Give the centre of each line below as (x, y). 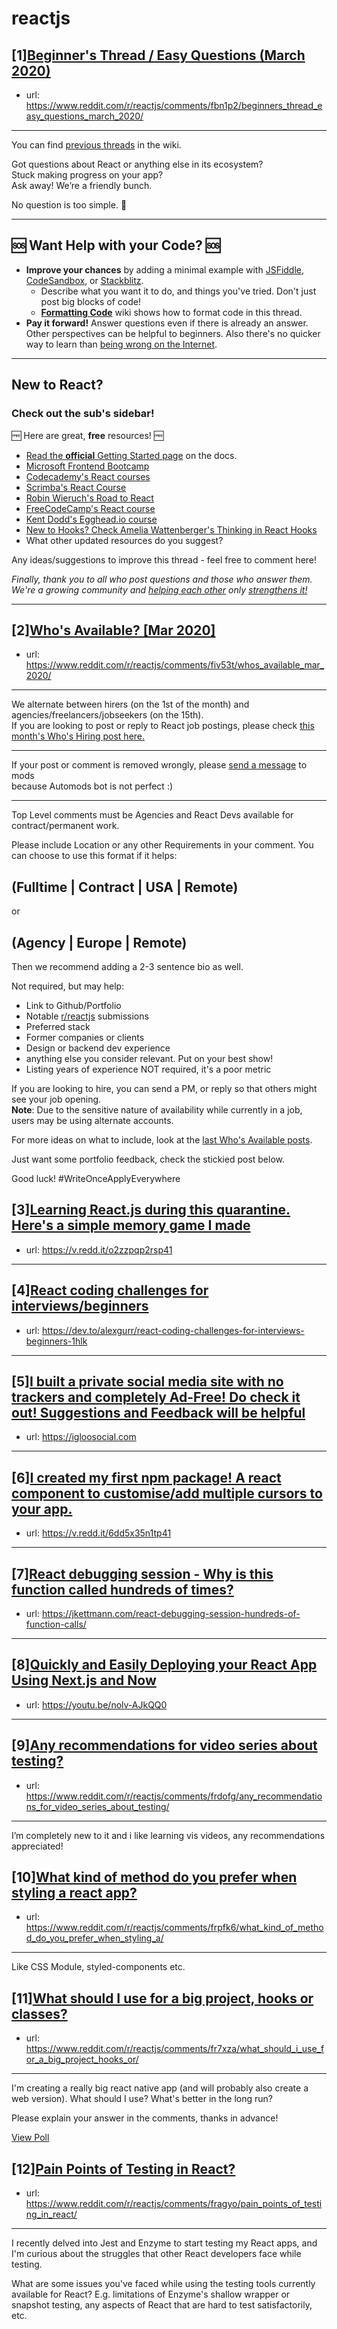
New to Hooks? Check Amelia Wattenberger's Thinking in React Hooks (171, 529)
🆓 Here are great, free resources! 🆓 (87, 435)
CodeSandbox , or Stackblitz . (84, 280)
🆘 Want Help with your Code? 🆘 (116, 245)
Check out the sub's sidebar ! (83, 414)
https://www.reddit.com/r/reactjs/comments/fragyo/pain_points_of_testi (174, 2204)
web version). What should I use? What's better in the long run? (142, 2099)
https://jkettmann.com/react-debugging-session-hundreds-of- (171, 1613)
